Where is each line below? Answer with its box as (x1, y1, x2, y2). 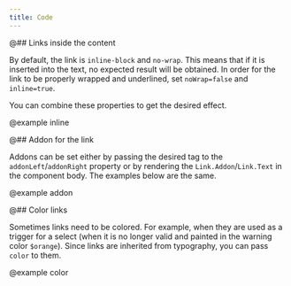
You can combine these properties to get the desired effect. (9, 99, 227, 111)
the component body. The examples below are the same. (9, 170, 217, 181)
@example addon (9, 187, 73, 197)
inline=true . (9, 82, 56, 93)
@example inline (9, 117, 70, 128)
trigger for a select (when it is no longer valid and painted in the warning (9, 231, 272, 242)
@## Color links (9, 205, 68, 215)
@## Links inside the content (9, 37, 116, 48)
